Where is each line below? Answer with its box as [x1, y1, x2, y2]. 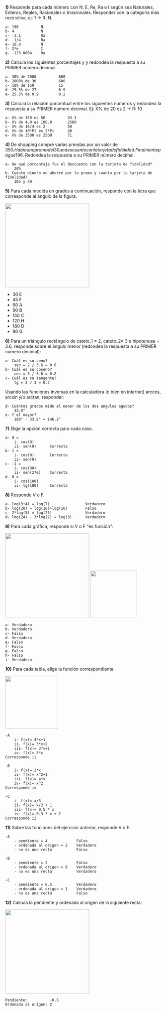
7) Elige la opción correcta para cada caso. [5, 426, 93, 432]
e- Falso [5, 640, 23, 645]
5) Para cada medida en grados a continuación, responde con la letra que [5, 188, 156, 194]
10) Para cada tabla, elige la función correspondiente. [5, 666, 115, 672]
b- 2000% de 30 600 [5, 79, 66, 84]
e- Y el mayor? [5, 413, 37, 418]
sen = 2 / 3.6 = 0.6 [14, 363, 57, 368]
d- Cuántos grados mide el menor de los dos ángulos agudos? [5, 404, 135, 409]
